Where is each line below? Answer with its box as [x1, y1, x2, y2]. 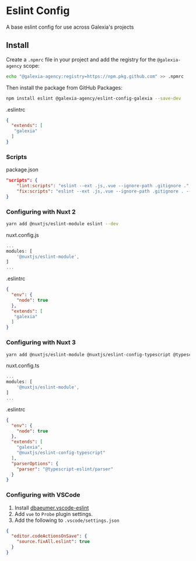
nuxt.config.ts [6, 362, 40, 369]
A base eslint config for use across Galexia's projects [6, 23, 134, 30]
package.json [6, 166, 39, 173]
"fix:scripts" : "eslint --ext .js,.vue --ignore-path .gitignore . [16, 188, 184, 194]
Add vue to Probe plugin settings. [14, 510, 93, 517]
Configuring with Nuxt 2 [6, 208, 76, 216]
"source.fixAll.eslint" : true [16, 539, 90, 545]
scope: [23, 62, 40, 69]
